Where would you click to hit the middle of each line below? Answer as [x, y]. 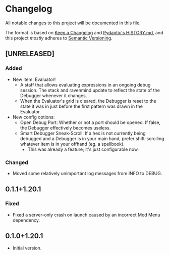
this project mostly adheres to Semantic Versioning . [59, 38]
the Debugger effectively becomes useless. [65, 127]
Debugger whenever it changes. [53, 95]
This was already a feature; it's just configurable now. [83, 149]
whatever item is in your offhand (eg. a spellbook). [72, 144]
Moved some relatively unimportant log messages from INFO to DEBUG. [87, 173]
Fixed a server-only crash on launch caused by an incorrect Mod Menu [86, 215]
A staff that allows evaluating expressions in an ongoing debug [85, 84]
